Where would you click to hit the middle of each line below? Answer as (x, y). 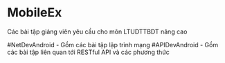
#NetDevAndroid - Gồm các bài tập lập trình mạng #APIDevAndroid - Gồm (113, 45)
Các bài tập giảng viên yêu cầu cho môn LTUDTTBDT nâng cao (97, 32)
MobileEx (35, 13)
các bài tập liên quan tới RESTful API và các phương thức (88, 52)
